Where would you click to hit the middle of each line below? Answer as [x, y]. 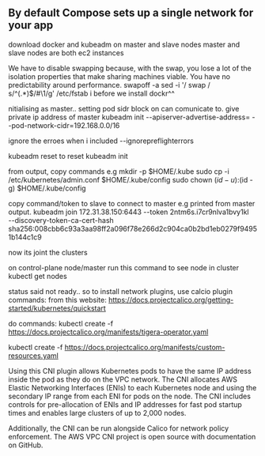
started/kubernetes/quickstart [57, 308]
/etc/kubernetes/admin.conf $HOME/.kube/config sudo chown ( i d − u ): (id [128, 179]
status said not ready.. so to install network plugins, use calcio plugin [121, 291]
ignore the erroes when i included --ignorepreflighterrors [101, 141]
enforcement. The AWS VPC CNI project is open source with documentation [132, 436]
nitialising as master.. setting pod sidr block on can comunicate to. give [124, 108]
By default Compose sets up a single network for [131, 13]
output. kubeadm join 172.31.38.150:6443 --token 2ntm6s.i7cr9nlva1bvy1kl [129, 212]
